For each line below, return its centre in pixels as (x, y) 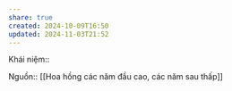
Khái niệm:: (29, 60)
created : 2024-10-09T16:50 (59, 26)
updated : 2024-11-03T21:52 (59, 34)
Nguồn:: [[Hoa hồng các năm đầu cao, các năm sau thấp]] (116, 77)
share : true (30, 17)
